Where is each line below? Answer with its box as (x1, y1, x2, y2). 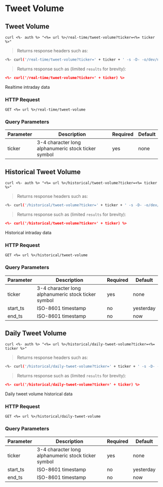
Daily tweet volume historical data (5, 391, 73, 397)
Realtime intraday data (5, 84, 50, 90)
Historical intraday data (5, 229, 52, 235)
